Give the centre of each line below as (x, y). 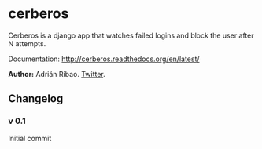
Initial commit (30, 138)
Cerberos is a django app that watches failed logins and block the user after (131, 35)
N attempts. (27, 43)
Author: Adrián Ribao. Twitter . (57, 74)
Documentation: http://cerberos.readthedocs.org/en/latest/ (104, 59)
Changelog (36, 99)
